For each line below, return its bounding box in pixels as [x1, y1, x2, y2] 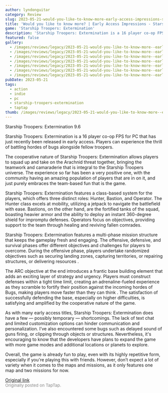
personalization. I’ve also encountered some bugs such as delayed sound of [5, 325, 162, 331]
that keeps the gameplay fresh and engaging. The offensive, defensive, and [5, 237, 161, 243]
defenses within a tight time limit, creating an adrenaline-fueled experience [5, 279, 160, 285]
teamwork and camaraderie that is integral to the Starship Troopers [5, 164, 143, 170]
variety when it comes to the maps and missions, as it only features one [5, 362, 153, 368]
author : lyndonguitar [5, 7, 50, 13]
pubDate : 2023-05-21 [5, 77, 48, 82]
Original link [5, 377, 30, 383]
